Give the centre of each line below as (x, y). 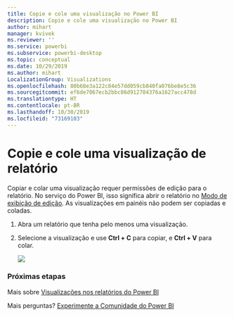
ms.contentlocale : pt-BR (44, 106)
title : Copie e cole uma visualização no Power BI (83, 14)
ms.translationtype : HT (42, 99)
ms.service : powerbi (38, 46)
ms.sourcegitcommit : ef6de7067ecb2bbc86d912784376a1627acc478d (102, 92)
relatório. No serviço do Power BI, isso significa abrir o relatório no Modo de (117, 195)
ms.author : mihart (34, 73)
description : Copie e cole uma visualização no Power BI (92, 20)
